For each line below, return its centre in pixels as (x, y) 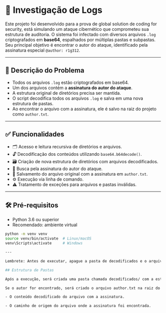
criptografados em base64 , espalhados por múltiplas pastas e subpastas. (80, 40)
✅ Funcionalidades (35, 134)
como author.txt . (30, 114)
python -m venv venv (26, 234)
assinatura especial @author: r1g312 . (43, 50)
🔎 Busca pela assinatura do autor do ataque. (57, 169)
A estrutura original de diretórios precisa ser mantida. (66, 93)
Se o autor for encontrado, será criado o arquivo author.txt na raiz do (83, 288)
